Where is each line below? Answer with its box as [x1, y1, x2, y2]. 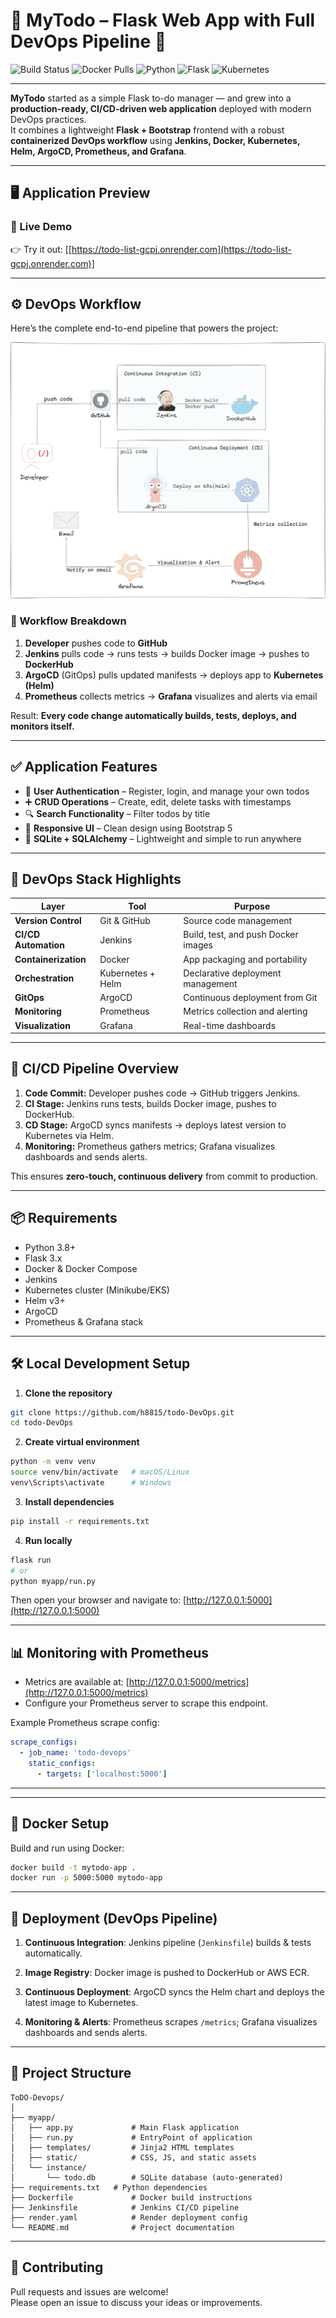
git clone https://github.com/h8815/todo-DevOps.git [10, 1407, 235, 1418]
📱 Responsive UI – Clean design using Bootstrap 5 [24, 822, 233, 834]
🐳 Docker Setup [10, 1815, 110, 1833]
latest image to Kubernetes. [24, 1997, 139, 2009]
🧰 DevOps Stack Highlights [10, 870, 182, 888]
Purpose [234, 900, 271, 912]
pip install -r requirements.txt [10, 1516, 150, 1526]
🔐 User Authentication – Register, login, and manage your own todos [24, 785, 310, 797]
